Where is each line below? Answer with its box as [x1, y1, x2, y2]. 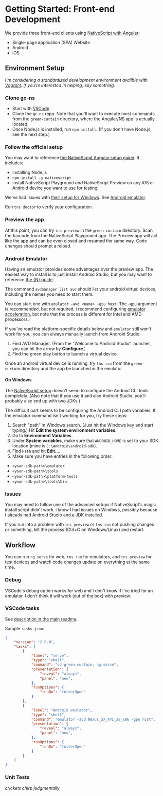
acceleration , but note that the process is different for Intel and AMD [5, 311, 142, 317]
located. [12, 121, 29, 127]
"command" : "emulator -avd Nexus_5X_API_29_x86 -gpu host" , [31, 717, 156, 722]
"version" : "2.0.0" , [14, 640, 55, 644]
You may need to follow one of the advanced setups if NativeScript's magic [5, 502, 156, 508]
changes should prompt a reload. [5, 243, 72, 249]
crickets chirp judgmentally [5, 785, 60, 791]
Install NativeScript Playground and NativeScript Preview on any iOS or [12, 180, 154, 186]
